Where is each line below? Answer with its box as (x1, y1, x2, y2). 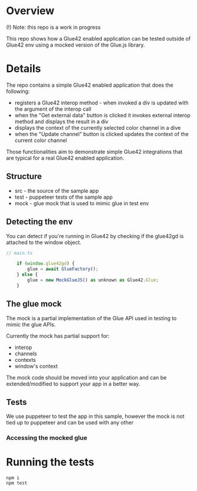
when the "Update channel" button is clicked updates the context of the (14, 130, 189, 137)
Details (6, 62, 41, 75)
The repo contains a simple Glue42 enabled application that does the (6, 81, 173, 88)
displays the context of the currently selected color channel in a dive (14, 124, 181, 131)
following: (6, 87, 30, 95)
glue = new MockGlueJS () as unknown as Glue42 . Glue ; (27, 277, 159, 283)
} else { (16, 272, 38, 278)
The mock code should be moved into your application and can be (6, 374, 167, 381)
